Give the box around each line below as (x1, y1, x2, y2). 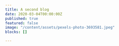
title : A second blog (5, 7, 49, 12)
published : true (5, 16, 38, 21)
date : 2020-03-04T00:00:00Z (5, 12, 63, 16)
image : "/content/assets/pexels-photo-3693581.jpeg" (5, 25, 115, 30)
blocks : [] (5, 30, 27, 34)
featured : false (5, 20, 38, 26)
